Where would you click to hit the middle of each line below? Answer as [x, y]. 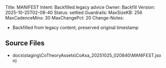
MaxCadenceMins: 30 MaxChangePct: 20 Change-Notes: [64, 18]
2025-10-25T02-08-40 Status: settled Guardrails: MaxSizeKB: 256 [74, 12]
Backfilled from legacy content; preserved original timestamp [75, 27]
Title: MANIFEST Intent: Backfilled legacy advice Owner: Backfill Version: [80, 7]
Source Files [25, 43]
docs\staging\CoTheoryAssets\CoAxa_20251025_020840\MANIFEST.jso [87, 55]
